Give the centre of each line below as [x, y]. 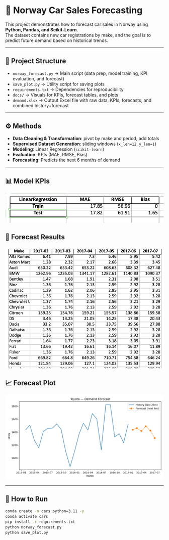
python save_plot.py [27, 532]
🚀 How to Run [27, 499]
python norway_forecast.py [33, 527]
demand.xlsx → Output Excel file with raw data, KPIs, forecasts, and [82, 100]
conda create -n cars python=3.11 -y [45, 511]
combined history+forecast [40, 105]
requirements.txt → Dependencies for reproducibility [68, 89]
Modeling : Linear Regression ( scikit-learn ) [58, 149]
